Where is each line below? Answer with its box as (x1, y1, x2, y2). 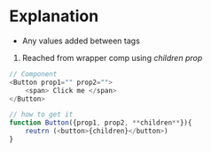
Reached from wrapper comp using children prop (21, 52, 203, 63)
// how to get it (9, 110, 74, 119)
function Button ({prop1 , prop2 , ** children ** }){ (9, 118, 192, 127)
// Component (9, 69, 58, 79)
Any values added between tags (21, 35, 140, 46)
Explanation (9, 6, 99, 27)
